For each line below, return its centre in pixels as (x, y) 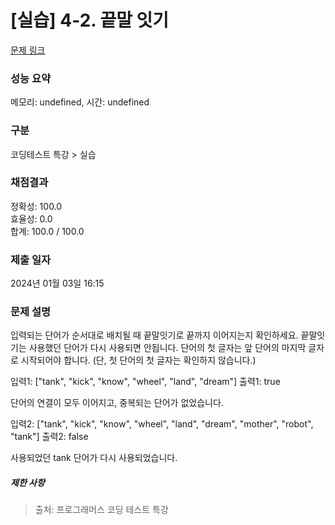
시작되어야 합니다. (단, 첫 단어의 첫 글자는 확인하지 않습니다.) (138, 360)
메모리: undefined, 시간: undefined (80, 102)
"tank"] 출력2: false (49, 437)
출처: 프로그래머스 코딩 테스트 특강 (101, 510)
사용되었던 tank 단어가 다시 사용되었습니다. (94, 458)
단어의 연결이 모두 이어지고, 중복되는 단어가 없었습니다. (117, 403)
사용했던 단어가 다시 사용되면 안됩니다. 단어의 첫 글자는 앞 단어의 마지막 (167, 348)
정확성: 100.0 (36, 206)
